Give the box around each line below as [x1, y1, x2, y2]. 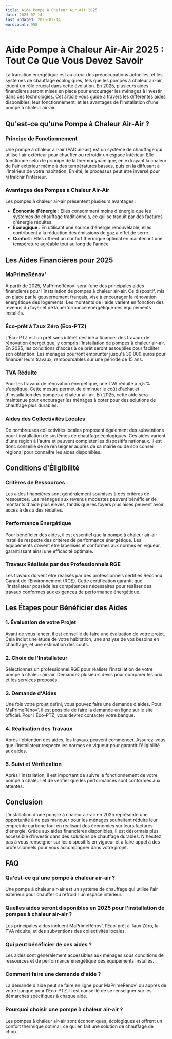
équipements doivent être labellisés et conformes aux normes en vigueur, [5, 542, 161, 548]
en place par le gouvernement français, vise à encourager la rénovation [5, 293, 157, 300]
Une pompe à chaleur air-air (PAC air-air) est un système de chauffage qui [5, 146, 163, 152]
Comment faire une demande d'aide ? [5, 970, 101, 977]
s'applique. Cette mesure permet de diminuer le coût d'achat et [5, 386, 140, 393]
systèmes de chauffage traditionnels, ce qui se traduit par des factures [12, 213, 163, 220]
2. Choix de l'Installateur [5, 654, 68, 661]
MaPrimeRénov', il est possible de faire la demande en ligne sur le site [5, 707, 153, 713]
